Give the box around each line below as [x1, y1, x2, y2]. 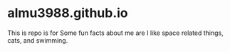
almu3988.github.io [7, 5, 128, 21]
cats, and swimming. [7, 36, 68, 44]
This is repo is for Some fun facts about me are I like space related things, [7, 28, 224, 37]
